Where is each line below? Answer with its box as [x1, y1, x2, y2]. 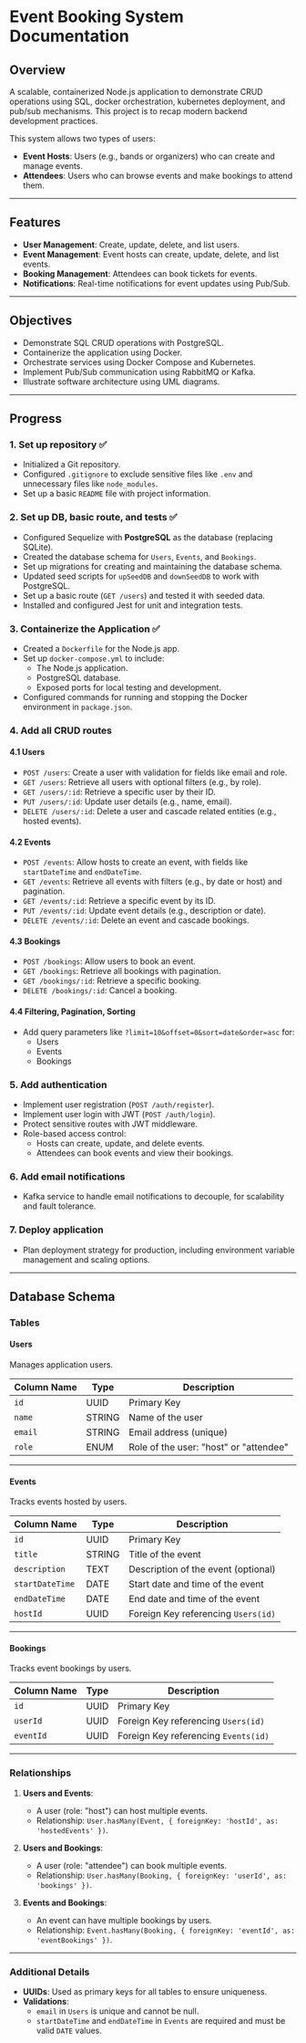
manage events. [22, 161, 84, 171]
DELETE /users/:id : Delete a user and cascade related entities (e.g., [22, 806, 277, 817]
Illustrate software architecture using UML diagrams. [22, 376, 220, 387]
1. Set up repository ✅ [9, 438, 107, 451]
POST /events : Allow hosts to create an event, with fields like [22, 856, 249, 868]
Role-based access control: [22, 1127, 127, 1138]
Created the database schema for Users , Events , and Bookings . [22, 550, 257, 562]
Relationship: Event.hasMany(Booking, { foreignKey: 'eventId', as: [36, 1924, 296, 1935]
